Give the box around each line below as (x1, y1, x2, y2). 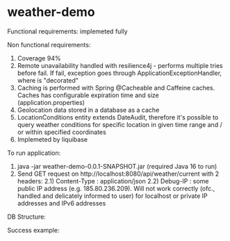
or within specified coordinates (17, 128, 106, 136)
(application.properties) (17, 98, 85, 106)
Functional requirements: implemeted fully (7, 27, 128, 35)
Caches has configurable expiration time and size (17, 91, 160, 99)
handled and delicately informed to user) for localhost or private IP (17, 192, 208, 200)
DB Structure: (7, 213, 47, 221)
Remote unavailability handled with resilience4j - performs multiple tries (17, 61, 224, 69)
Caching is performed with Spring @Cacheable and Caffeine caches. (17, 83, 215, 92)
